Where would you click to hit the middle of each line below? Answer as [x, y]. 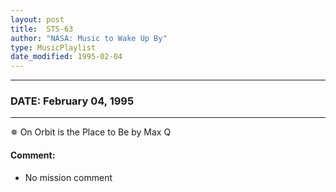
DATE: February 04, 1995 [72, 101]
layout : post [37, 19]
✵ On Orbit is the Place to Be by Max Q [91, 132]
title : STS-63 [42, 29]
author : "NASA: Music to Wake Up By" [89, 38]
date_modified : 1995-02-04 [66, 57]
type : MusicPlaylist [53, 47]
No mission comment [68, 177]
